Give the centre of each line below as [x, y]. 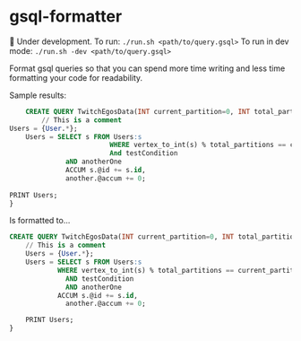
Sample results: [38, 95]
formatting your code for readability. [76, 77]
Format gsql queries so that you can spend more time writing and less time [147, 68]
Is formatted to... [40, 221]
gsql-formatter [66, 17]
